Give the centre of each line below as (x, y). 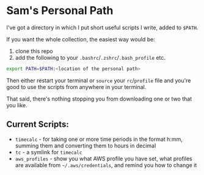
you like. (17, 105)
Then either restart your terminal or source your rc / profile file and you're (99, 80)
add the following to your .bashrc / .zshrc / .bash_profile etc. (90, 57)
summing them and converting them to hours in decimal (86, 145)
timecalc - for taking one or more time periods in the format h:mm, (99, 139)
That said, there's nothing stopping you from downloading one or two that (99, 99)
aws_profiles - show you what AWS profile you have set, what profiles (104, 159)
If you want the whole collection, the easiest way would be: (81, 39)
